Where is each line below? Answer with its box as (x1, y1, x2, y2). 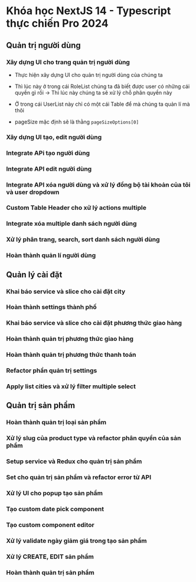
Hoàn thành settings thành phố (6, 303, 97, 311)
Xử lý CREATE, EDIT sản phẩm (6, 552, 94, 561)
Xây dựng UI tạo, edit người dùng (6, 133, 102, 141)
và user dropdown (6, 188, 60, 196)
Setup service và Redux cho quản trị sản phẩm (6, 457, 142, 466)
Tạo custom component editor (6, 521, 94, 529)
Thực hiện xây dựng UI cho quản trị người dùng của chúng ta (14, 71, 164, 78)
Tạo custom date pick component (6, 505, 104, 513)
